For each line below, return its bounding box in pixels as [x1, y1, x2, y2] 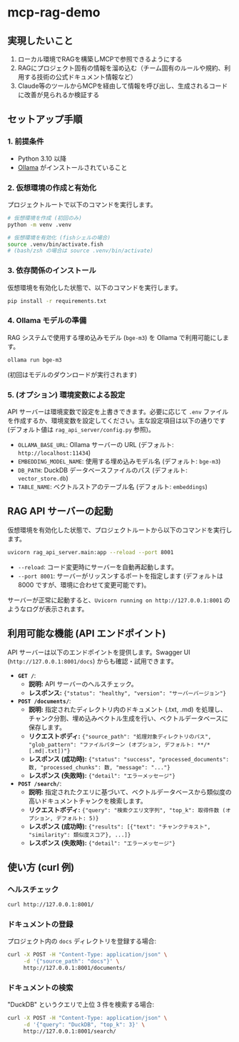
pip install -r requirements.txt [7, 297, 107, 304]
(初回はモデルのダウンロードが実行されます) [7, 370, 138, 379]
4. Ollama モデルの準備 [7, 316, 87, 326]
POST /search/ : [17, 779, 62, 788]
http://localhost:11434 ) [17, 449, 91, 457]
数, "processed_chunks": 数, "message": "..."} [28, 763, 171, 771]
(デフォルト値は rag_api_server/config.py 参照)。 [7, 426, 155, 434]
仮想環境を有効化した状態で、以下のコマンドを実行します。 [7, 283, 182, 291]
